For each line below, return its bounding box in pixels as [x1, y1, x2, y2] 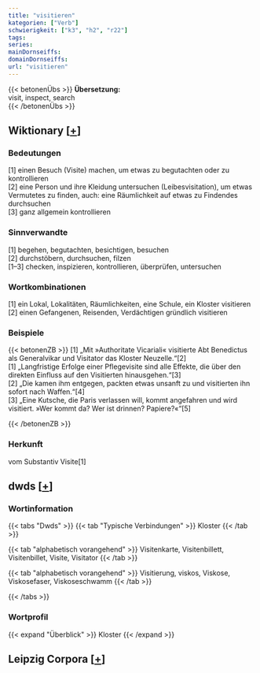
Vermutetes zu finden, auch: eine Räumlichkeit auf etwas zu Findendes [8, 191, 238, 200]
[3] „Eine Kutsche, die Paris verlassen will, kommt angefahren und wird [8, 396, 238, 405]
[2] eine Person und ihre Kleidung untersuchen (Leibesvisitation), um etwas [8, 182, 253, 191]
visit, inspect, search [8, 92, 75, 102]
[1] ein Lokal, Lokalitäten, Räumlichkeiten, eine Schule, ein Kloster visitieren [8, 299, 251, 309]
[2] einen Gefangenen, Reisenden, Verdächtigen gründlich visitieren [8, 308, 228, 318]
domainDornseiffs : [8, 56, 68, 64]
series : [8, 41, 34, 49]
